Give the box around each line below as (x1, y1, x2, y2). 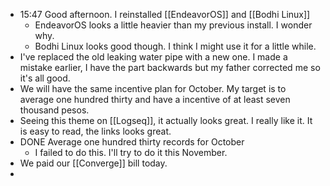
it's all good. (19, 72, 71, 84)
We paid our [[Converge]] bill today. (19, 157, 168, 169)
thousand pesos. (19, 104, 90, 116)
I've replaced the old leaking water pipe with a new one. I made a (19, 51, 288, 63)
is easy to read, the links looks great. (19, 125, 172, 137)
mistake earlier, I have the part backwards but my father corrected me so (19, 62, 321, 73)
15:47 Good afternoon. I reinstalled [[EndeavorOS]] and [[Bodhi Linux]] (19, 9, 311, 20)
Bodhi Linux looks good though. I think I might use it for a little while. (34, 40, 317, 52)
